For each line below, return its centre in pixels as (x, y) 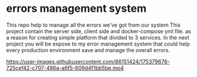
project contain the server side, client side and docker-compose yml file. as (99, 31)
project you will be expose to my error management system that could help (98, 44)
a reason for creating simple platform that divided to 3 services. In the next (98, 37)
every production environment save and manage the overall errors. (88, 50)
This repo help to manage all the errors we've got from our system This (93, 25)
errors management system (76, 9)
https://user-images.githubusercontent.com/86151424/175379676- (88, 62)
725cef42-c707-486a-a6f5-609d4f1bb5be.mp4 (65, 68)
